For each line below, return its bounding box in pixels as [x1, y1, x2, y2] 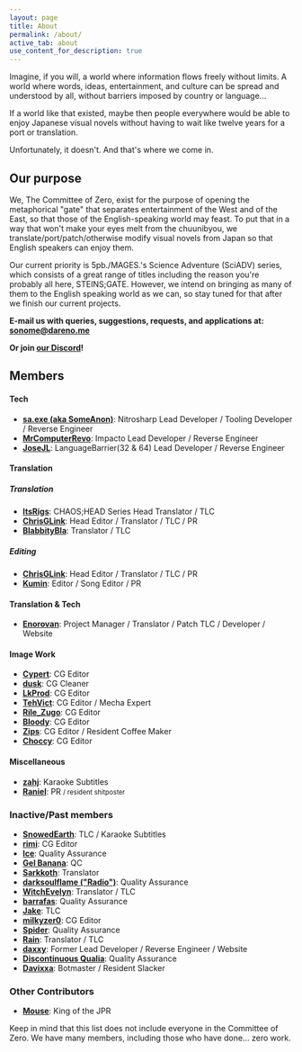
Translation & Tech [9, 598, 81, 609]
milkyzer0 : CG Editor [22, 914, 102, 925]
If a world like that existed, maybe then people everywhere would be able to [9, 108, 290, 119]
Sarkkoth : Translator [22, 867, 100, 877]
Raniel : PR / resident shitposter [22, 786, 126, 796]
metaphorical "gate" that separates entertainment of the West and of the [9, 203, 279, 214]
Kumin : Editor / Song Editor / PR [22, 578, 142, 589]
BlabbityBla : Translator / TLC [22, 526, 131, 536]
